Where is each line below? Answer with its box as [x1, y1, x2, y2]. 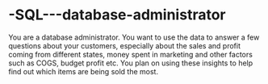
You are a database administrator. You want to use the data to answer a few [8, 32, 260, 42]
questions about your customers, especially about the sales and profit [8, 40, 241, 50]
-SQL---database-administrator [8, 6, 226, 24]
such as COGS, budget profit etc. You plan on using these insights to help [8, 58, 253, 68]
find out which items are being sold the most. [8, 66, 159, 76]
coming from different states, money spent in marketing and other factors [8, 49, 253, 59]
